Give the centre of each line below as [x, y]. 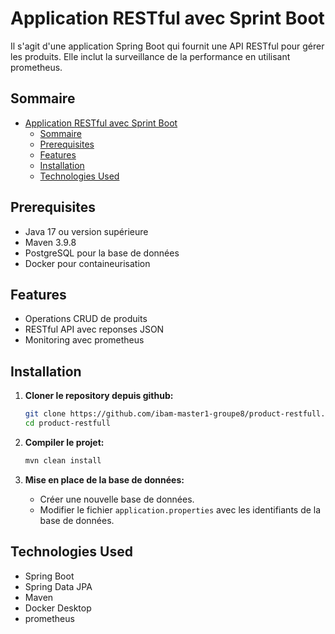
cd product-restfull [67, 423]
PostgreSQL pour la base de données [102, 253]
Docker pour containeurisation [87, 263]
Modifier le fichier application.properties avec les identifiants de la [180, 509]
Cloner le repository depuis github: [99, 396]
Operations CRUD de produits [86, 319]
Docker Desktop [58, 608]
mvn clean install [63, 460]
